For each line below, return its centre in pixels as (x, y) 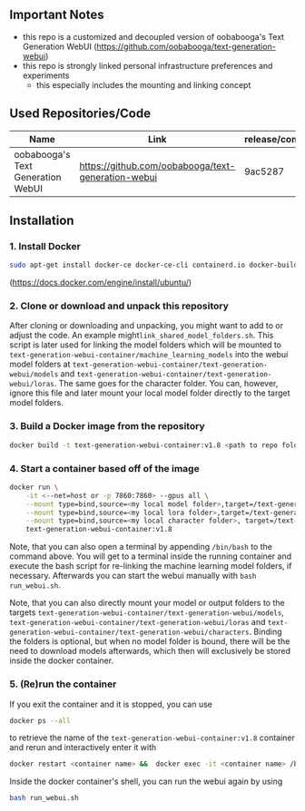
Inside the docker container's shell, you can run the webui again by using (146, 782)
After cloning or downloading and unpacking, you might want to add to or (147, 326)
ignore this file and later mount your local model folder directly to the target (150, 393)
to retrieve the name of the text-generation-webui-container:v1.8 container (152, 738)
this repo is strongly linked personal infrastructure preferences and (148, 65)
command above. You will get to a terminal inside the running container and (151, 556)
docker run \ (34, 487)
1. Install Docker (45, 246)
